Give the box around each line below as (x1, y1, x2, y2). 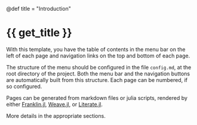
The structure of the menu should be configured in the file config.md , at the (6, 63, 192, 71)
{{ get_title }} (6, 26, 73, 39)
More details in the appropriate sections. (6, 112, 106, 119)
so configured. (6, 83, 42, 90)
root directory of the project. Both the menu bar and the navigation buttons (6, 70, 190, 77)
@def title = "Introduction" (6, 5, 72, 12)
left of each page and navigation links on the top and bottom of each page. (6, 52, 190, 59)
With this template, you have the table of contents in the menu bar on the (6, 45, 186, 53)
